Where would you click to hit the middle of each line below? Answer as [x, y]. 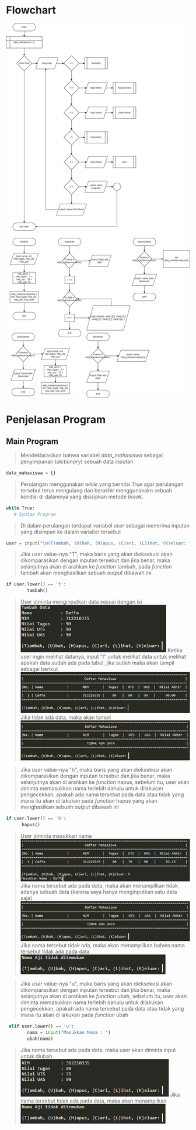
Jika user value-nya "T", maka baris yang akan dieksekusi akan [97, 554]
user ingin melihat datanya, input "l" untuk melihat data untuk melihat [103, 657]
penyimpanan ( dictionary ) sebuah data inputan [77, 461]
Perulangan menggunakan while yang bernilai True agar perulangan [102, 484]
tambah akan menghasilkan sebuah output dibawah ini [86, 573]
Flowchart [31, 10]
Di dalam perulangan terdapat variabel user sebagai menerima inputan [105, 525]
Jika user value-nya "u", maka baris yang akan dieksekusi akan [96, 984]
